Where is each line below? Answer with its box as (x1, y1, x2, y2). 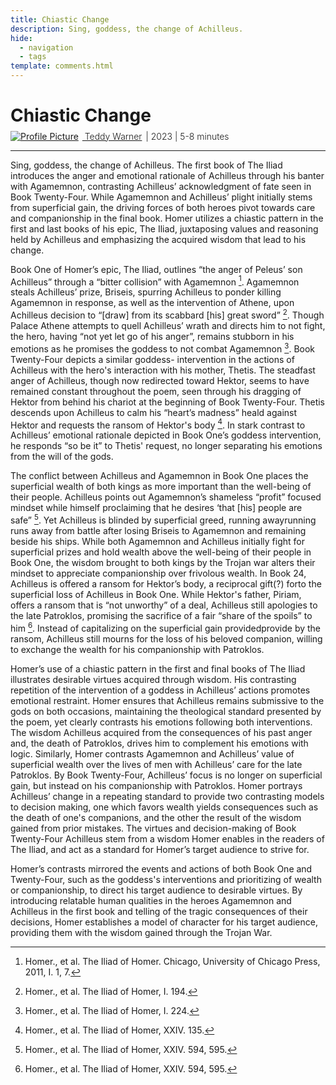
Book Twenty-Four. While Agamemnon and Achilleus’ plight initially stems (10, 191, 313, 203)
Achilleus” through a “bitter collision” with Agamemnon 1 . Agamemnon (10, 274, 300, 288)
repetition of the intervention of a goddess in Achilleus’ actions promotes (10, 684, 311, 696)
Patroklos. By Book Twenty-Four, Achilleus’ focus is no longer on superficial (10, 769, 323, 781)
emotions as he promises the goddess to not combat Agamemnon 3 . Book (10, 341, 316, 355)
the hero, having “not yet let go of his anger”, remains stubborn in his (10, 331, 295, 343)
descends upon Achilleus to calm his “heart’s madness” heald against (10, 406, 298, 418)
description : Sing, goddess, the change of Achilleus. (10, 24, 244, 34)
